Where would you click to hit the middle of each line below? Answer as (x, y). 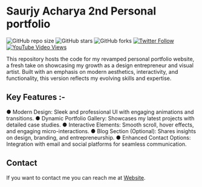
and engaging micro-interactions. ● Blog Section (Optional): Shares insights (101, 131)
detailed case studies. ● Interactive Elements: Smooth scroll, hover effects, (100, 125)
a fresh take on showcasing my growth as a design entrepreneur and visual (100, 65)
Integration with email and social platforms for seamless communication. (96, 144)
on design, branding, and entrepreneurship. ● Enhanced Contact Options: (99, 137)
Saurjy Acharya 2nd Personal (81, 11)
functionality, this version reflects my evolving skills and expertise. (89, 78)
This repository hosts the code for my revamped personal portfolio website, (100, 59)
